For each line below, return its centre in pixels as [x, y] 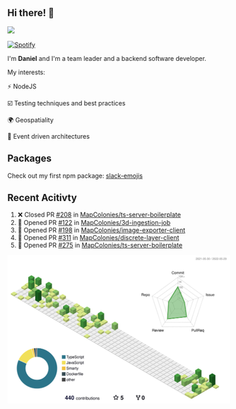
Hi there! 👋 [31, 13]
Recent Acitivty [42, 198]
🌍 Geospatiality [31, 120]
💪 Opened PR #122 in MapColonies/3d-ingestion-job [94, 223]
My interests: [26, 72]
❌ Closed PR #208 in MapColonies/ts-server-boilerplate [99, 215]
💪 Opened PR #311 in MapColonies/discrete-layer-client [98, 238]
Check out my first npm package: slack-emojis [75, 175]
